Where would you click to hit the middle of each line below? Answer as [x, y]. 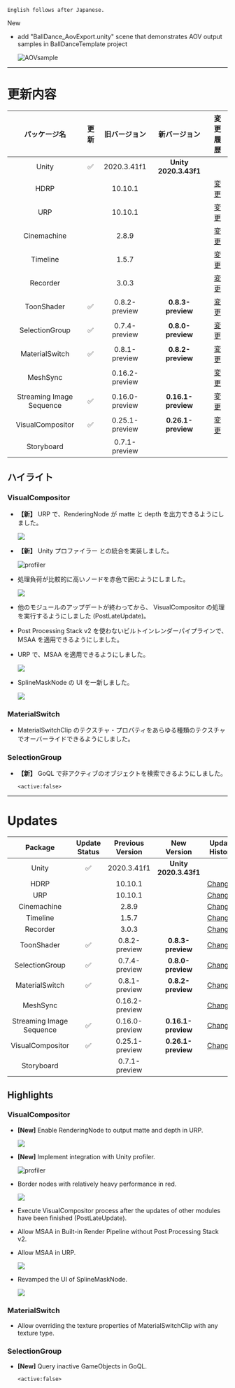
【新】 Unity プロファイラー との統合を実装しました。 [95, 551]
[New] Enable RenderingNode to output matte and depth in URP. [110, 1130]
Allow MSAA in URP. [47, 1252]
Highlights [30, 1095]
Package [40, 848]
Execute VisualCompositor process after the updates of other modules [119, 1210]
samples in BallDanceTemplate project [72, 44]
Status [88, 852]
